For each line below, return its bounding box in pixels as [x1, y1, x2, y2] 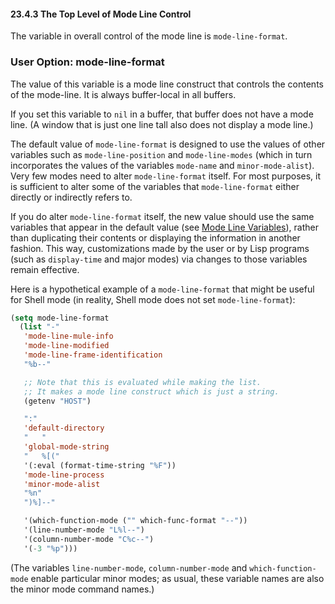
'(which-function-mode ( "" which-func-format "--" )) [23, 516, 248, 526]
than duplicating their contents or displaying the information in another [10, 231, 301, 244]
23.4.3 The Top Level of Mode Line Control [10, 8, 192, 20]
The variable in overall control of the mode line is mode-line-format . [10, 30, 288, 42]
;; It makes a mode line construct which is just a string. [23, 386, 280, 397]
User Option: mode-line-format [10, 55, 165, 69]
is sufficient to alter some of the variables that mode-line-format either [10, 180, 300, 192]
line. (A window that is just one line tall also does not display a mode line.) [10, 118, 314, 130]
